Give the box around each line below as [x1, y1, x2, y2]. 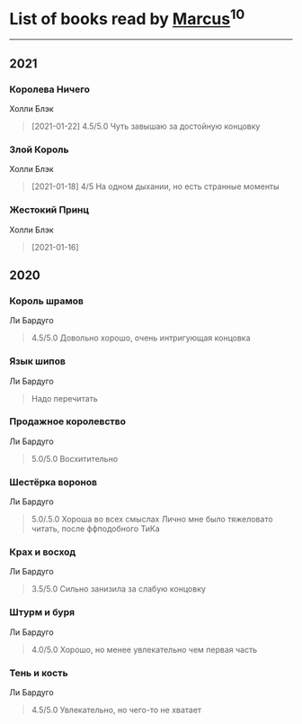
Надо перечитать [31, 393, 99, 403]
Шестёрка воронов [9, 475, 97, 488]
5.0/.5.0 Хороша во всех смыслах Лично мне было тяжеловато [31, 514, 273, 525]
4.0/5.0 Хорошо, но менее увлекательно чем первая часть [31, 644, 258, 655]
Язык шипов [9, 355, 66, 367]
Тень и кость [9, 666, 69, 679]
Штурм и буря [9, 606, 75, 619]
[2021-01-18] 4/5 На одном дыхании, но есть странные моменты [31, 181, 280, 192]
